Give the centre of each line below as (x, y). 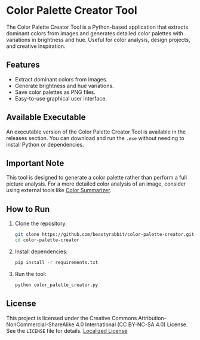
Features (23, 65)
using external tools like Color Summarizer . (59, 190)
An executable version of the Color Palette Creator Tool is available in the (96, 132)
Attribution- (153, 318)
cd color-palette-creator (47, 240)
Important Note (35, 163)
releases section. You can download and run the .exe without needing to (95, 138)
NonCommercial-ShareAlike (40, 324)
